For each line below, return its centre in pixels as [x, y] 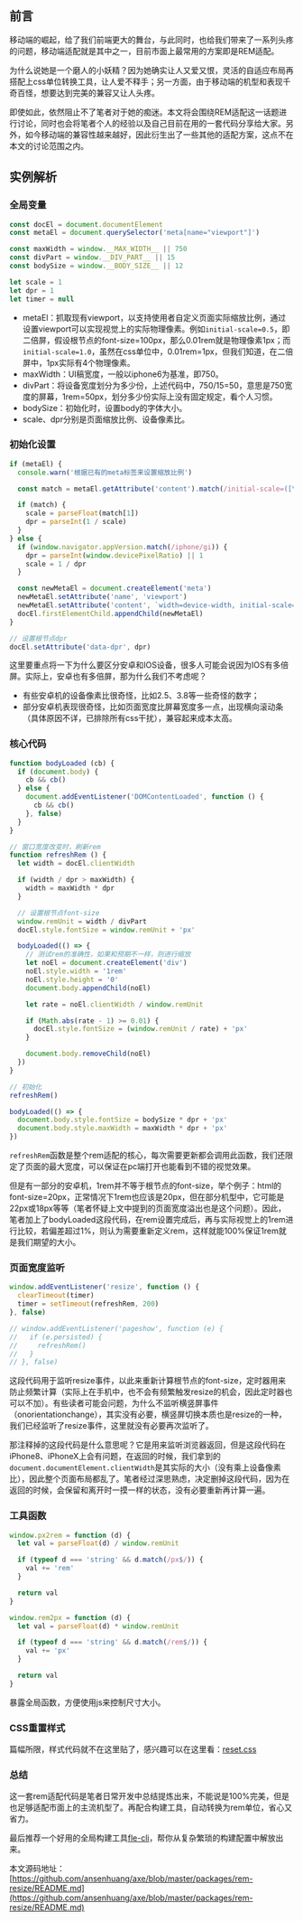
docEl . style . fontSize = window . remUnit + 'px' [106, 930]
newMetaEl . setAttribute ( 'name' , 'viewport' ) [102, 597]
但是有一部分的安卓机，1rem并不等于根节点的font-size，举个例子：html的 [146, 1185]
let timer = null [42, 299]
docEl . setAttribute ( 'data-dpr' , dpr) [80, 647]
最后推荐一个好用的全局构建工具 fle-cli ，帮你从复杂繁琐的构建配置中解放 [142, 1838]
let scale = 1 [36, 282]
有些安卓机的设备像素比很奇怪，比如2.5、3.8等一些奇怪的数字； [141, 696]
